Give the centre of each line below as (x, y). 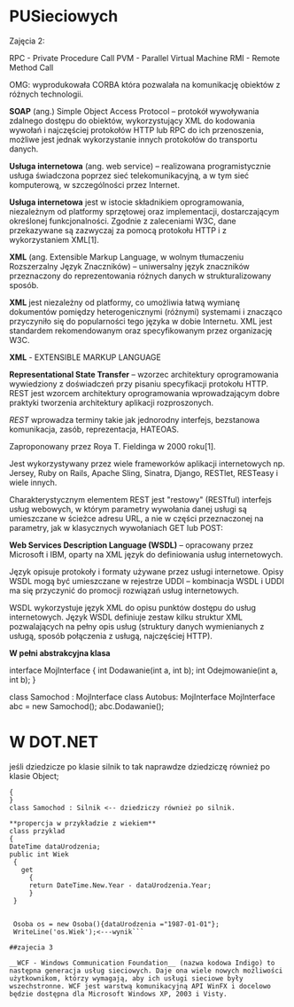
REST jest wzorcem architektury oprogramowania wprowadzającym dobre (145, 393)
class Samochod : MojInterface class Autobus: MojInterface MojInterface (143, 697)
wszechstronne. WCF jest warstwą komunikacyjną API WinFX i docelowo (140, 986)
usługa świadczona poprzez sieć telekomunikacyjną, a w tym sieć (129, 176)
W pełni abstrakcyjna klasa (60, 652)
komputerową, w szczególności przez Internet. (94, 184)
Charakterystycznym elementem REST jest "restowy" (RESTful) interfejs (140, 499)
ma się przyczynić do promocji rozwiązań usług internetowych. (124, 590)
